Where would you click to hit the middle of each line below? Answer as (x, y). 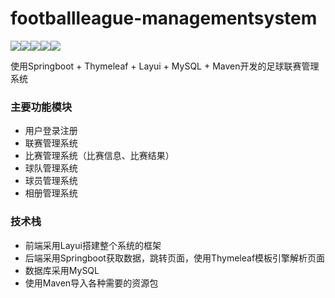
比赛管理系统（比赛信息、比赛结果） (99, 156)
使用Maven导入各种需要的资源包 (91, 283)
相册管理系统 (51, 193)
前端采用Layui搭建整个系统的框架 (93, 245)
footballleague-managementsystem (164, 18)
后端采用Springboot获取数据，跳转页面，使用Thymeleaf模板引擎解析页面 (175, 258)
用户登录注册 (51, 131)
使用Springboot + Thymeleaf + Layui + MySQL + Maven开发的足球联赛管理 (165, 66)
